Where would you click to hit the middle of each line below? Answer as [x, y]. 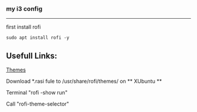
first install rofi [23, 27]
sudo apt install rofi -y [38, 38]
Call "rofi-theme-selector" [38, 104]
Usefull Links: [32, 55]
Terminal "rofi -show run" [37, 93]
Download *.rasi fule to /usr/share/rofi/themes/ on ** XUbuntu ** [84, 82]
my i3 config [24, 9]
